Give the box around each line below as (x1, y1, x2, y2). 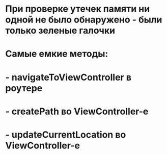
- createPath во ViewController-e (5, 106, 149, 117)
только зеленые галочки (5, 25, 116, 36)
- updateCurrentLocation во (5, 129, 126, 140)
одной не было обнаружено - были (5, 14, 162, 25)
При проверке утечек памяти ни (5, 3, 150, 15)
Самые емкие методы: (5, 48, 108, 60)
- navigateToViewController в (5, 71, 131, 83)
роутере (5, 82, 43, 94)
